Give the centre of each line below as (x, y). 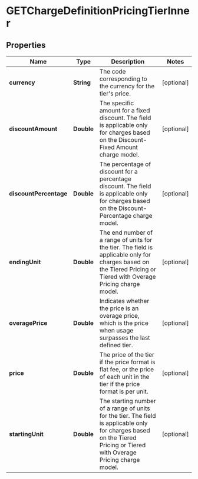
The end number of (126, 232)
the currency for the (127, 86)
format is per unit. (124, 391)
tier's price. (115, 94)
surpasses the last (125, 338)
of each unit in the (124, 377)
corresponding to (123, 79)
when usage (116, 330)
